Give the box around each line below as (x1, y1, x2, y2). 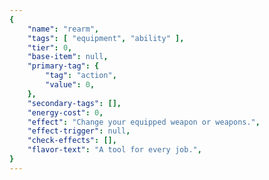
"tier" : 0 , (27, 42, 73, 53)
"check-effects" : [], (27, 136, 117, 146)
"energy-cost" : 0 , (27, 107, 104, 118)
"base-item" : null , (27, 52, 109, 62)
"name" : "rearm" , (27, 24, 100, 34)
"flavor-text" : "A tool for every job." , (27, 145, 202, 155)
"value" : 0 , (45, 80, 96, 90)
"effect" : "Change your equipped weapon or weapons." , (27, 117, 261, 127)
